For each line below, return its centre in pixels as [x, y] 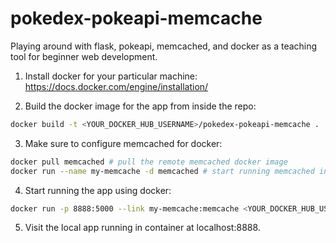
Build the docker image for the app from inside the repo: [140, 106]
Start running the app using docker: [98, 190]
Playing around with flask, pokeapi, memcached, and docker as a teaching [164, 46]
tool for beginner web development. [84, 56]
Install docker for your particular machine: [111, 76]
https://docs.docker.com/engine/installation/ [116, 86]
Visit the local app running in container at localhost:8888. [142, 228]
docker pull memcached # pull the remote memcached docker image [149, 162]
